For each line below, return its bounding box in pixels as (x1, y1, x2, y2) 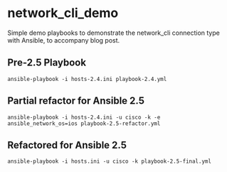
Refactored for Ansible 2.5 (7, 139, 127, 151)
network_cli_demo (7, 5, 119, 21)
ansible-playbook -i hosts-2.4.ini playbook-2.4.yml (7, 75, 167, 82)
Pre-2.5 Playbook (7, 57, 87, 69)
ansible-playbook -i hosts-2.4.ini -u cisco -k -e (7, 114, 161, 121)
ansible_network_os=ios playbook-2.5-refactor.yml (7, 119, 161, 127)
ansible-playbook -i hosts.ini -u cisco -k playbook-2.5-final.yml (7, 158, 212, 165)
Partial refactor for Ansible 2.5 (7, 95, 144, 107)
